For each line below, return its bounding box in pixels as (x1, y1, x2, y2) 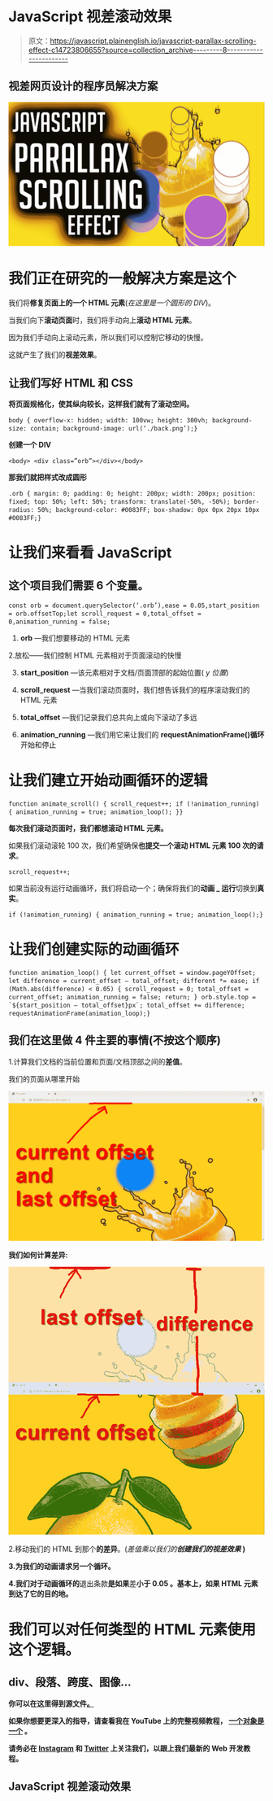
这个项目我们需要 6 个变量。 (8, 579, 149, 592)
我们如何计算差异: (8, 1250, 68, 1260)
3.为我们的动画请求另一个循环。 (8, 1561, 115, 1571)
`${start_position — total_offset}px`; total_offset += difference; (8, 1001, 245, 1009)
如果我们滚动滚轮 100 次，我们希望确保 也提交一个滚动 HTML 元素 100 (8, 840, 241, 850)
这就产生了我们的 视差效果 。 (8, 350, 102, 360)
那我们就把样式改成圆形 (8, 473, 87, 482)
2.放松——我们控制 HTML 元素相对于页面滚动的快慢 (8, 650, 182, 660)
